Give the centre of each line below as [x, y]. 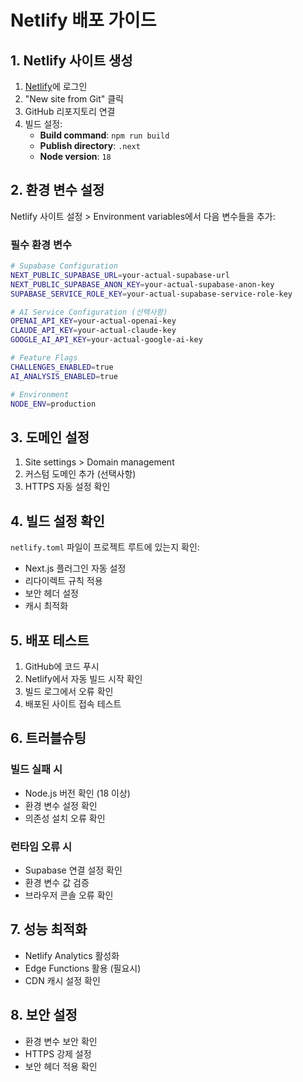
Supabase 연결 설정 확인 [73, 870]
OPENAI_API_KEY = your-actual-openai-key [93, 321]
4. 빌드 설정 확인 [57, 521]
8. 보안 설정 [44, 1015]
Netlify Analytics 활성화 [72, 955]
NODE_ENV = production [53, 404]
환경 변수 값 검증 [57, 882]
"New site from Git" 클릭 [74, 99]
